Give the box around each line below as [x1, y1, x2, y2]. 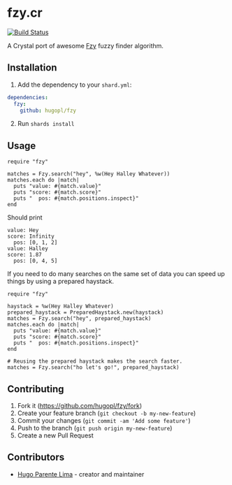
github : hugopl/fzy [20, 107, 77, 114]
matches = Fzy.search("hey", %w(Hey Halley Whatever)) [7, 171, 171, 178]
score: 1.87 [7, 252, 42, 259]
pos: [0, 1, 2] [13, 239, 58, 246]
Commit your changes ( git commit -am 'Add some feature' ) [17, 417, 191, 424]
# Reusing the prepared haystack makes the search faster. [7, 358, 183, 365]
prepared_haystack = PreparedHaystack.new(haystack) [7, 309, 164, 316]
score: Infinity [7, 233, 55, 240]
